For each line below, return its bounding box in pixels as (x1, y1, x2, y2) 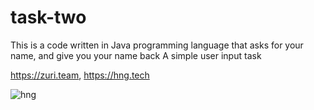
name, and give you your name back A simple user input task (10, 49, 262, 61)
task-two (10, 6, 87, 29)
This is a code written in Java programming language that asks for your (10, 39, 304, 51)
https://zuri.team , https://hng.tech (10, 69, 150, 81)
